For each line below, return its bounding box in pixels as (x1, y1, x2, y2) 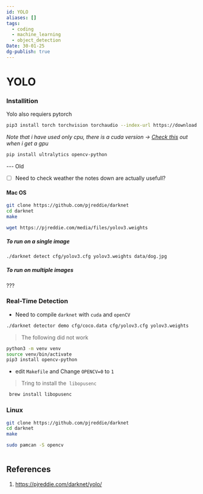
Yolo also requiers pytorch (6, 110, 72, 118)
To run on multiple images (6, 267, 74, 274)
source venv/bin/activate (6, 351, 72, 357)
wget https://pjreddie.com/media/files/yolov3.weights (6, 224, 148, 231)
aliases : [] (6, 15, 36, 21)
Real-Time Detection (6, 297, 69, 306)
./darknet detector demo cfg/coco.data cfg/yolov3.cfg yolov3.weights (6, 323, 189, 329)
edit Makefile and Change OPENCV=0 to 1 (15, 368, 114, 375)
